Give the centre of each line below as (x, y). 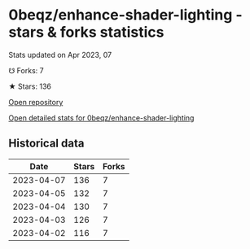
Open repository (36, 102)
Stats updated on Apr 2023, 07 (60, 55)
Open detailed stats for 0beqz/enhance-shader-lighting (101, 118)
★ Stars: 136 (30, 86)
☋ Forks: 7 (26, 70)
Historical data (46, 144)
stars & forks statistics (86, 32)
